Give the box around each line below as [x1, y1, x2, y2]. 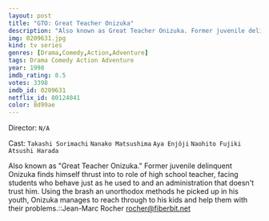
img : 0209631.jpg [8, 34, 66, 42]
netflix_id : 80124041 [8, 94, 81, 102]
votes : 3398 [8, 78, 48, 86]
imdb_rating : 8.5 [8, 71, 66, 79]
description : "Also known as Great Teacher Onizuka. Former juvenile [8, 26, 246, 34]
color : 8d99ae [8, 101, 56, 109]
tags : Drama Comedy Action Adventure [8, 57, 134, 65]
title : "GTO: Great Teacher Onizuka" [8, 19, 134, 27]
